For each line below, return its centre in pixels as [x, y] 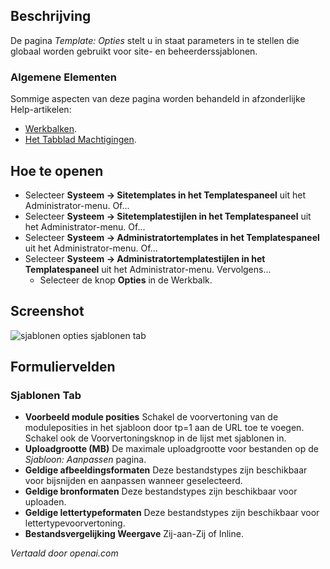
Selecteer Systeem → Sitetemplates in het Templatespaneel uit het [165, 195]
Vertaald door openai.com [64, 553]
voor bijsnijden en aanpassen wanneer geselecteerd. [133, 481]
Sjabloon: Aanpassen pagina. [85, 460]
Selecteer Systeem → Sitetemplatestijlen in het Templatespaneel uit [168, 216]
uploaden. [45, 502]
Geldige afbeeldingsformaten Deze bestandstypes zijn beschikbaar [166, 470]
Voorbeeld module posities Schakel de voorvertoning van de [151, 417]
